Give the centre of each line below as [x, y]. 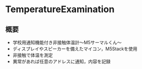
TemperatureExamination [60, 9]
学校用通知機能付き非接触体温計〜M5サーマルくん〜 [67, 42]
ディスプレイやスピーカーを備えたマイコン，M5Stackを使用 [75, 49]
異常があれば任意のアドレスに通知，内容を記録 [61, 61]
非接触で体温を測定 [33, 55]
